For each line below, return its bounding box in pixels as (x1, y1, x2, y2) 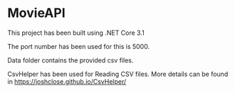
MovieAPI (7, 5, 66, 21)
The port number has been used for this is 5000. (7, 42, 150, 50)
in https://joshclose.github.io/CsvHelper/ (7, 77, 127, 86)
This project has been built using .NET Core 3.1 (7, 28, 145, 37)
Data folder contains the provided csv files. (7, 55, 134, 65)
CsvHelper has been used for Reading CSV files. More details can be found (7, 70, 229, 78)
